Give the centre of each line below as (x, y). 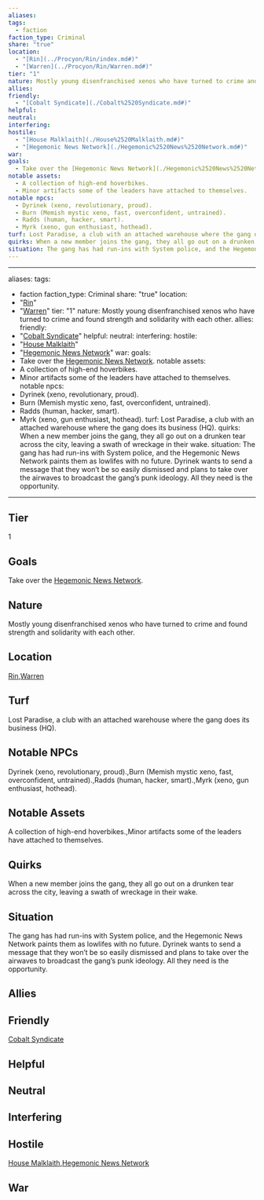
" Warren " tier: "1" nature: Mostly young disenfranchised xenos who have (137, 310)
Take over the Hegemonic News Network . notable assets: (113, 360)
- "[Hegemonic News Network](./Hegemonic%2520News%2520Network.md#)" (131, 147)
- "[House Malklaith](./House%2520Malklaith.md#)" (100, 139)
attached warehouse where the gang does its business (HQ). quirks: (130, 427)
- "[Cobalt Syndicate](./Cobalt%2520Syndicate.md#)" (103, 103)
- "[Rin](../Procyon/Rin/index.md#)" (77, 60)
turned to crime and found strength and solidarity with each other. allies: (136, 319)
